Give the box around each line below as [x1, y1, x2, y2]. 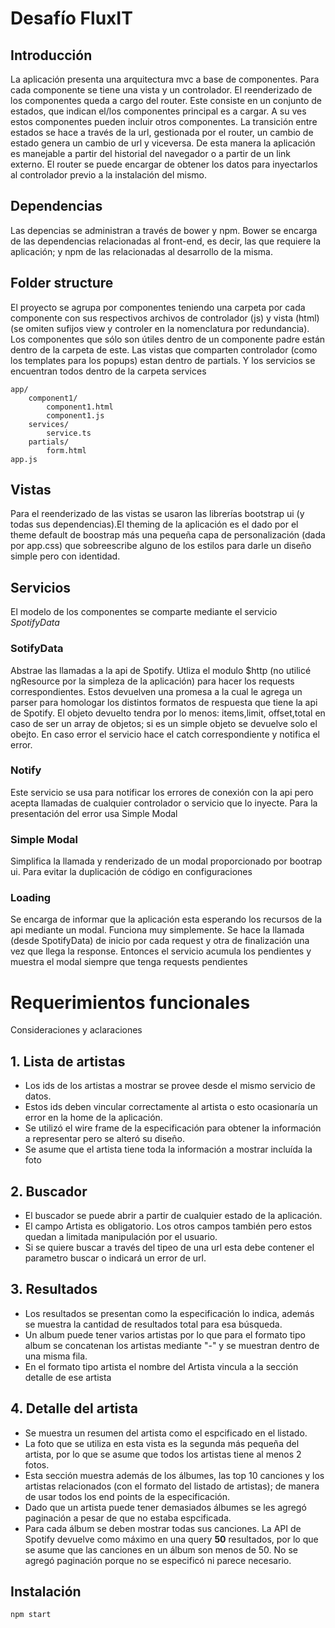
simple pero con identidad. [10, 550, 121, 562]
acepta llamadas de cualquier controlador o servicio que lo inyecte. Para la [10, 797, 318, 809]
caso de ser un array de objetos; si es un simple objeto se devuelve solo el [10, 717, 318, 729]
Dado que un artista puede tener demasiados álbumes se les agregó [24, 1501, 307, 1513]
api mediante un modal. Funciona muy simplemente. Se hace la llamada [10, 924, 305, 936]
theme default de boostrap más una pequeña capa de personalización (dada [10, 529, 326, 541]
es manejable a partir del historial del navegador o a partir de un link [10, 148, 291, 159]
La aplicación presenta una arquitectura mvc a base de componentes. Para [10, 73, 320, 85]
